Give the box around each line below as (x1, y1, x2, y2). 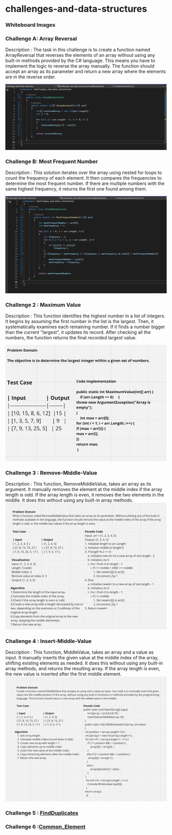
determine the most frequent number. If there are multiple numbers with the (5, 180, 165, 186)
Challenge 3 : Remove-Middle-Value (5, 469, 97, 476)
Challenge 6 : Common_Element (5, 823, 86, 830)
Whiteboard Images (5, 22, 55, 29)
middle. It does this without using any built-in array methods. (5, 497, 134, 503)
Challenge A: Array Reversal (5, 35, 77, 42)
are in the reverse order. (5, 74, 56, 80)
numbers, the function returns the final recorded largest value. (5, 335, 137, 341)
